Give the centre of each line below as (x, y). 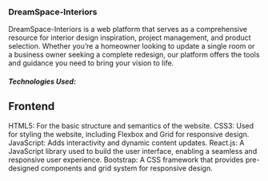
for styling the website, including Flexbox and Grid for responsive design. (129, 134)
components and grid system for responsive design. (127, 168)
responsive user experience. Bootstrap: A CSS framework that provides (126, 159)
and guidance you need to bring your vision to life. (91, 63)
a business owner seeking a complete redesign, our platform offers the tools (134, 55)
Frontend (32, 106)
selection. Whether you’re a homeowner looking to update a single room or (132, 46)
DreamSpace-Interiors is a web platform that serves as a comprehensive (128, 30)
